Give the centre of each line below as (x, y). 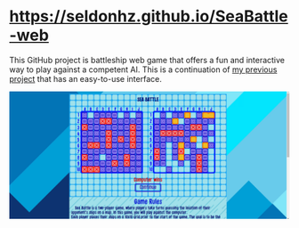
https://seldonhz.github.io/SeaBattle (149, 16)
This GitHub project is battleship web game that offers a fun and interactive (147, 60)
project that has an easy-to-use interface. (85, 78)
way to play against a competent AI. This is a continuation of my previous (143, 69)
